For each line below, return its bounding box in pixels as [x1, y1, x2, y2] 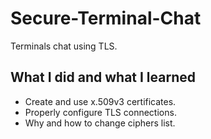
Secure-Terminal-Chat [10, 7, 202, 30]
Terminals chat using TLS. [10, 40, 118, 52]
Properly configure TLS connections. [24, 106, 177, 118]
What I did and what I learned [10, 69, 196, 86]
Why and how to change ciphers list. [24, 117, 176, 129]
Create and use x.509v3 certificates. [24, 95, 177, 107]
